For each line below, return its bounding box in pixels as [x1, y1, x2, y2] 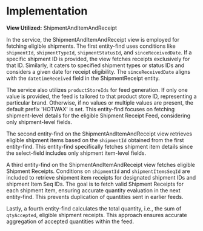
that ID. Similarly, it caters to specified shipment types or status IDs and [6, 62, 185, 69]
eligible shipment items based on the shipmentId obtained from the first [6, 136, 184, 143]
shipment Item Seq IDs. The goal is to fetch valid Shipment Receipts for [6, 180, 184, 187]
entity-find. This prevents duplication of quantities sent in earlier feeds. [6, 193, 184, 200]
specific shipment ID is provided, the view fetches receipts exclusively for [6, 55, 190, 62]
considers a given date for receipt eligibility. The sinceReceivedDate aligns [6, 68, 191, 75]
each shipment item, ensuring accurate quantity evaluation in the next [6, 186, 181, 194]
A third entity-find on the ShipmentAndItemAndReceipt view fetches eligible [6, 161, 196, 168]
